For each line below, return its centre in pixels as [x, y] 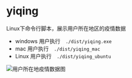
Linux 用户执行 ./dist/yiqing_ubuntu [63, 56]
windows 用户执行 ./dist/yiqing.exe [63, 41]
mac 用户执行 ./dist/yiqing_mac [58, 49]
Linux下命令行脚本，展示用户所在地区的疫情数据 [66, 28]
